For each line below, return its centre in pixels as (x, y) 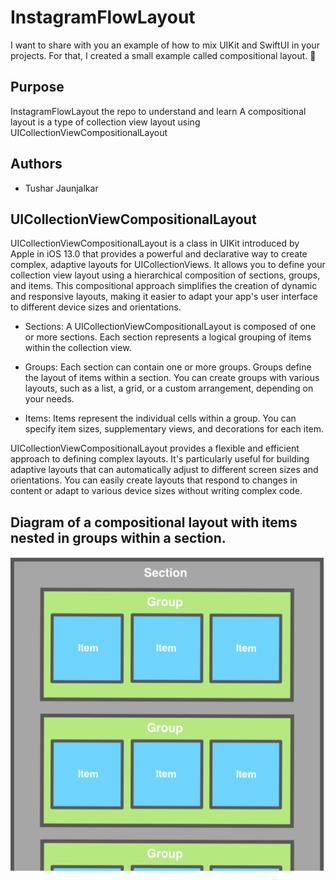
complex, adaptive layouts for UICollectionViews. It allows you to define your (168, 265)
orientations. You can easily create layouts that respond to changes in (154, 480)
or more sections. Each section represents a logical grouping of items (168, 337)
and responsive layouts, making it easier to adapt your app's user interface (164, 297)
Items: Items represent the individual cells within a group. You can (160, 418)
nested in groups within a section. (118, 537)
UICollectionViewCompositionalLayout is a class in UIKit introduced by (155, 243)
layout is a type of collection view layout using (105, 122)
